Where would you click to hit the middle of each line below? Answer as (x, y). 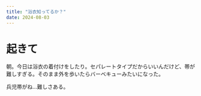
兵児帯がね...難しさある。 (37, 87)
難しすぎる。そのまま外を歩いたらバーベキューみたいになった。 (85, 74)
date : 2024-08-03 (28, 17)
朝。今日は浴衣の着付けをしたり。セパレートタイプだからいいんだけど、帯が (101, 67)
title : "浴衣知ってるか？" (36, 12)
